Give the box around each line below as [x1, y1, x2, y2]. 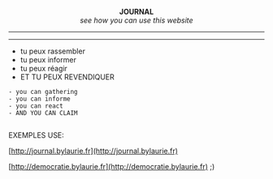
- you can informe [8, 95, 71, 103]
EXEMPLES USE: [8, 130, 65, 140]
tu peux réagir [19, 64, 67, 73]
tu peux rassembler [19, 46, 85, 56]
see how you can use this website [80, 15, 193, 25]
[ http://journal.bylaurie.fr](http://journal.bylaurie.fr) [8, 146, 179, 156]
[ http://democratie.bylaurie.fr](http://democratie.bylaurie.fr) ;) [8, 162, 215, 171]
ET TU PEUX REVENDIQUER [19, 72, 115, 82]
